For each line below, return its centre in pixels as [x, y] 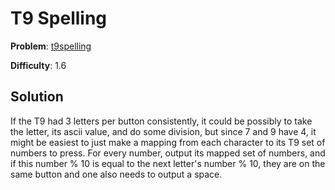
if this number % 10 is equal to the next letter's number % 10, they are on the [168, 163]
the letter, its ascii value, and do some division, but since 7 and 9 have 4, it [163, 131]
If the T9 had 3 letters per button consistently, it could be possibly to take [161, 121]
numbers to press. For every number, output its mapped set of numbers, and [168, 153]
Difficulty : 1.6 [38, 65]
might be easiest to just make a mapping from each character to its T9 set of [168, 142]
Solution [37, 97]
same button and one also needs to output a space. [116, 174]
